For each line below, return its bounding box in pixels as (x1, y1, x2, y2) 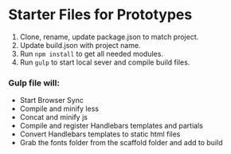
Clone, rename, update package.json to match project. (19, 32, 199, 41)
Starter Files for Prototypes (8, 6, 193, 24)
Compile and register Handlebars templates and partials (19, 121, 203, 131)
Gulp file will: (8, 77, 60, 89)
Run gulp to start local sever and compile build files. (19, 57, 190, 67)
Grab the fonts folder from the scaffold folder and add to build (19, 138, 223, 148)
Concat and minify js (19, 113, 88, 122)
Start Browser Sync (19, 96, 84, 105)
